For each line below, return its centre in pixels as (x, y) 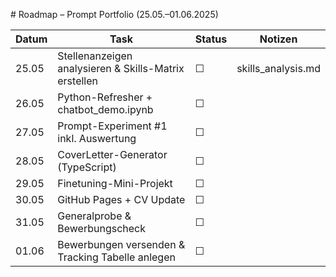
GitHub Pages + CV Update (121, 199)
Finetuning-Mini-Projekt (115, 183)
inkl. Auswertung (97, 138)
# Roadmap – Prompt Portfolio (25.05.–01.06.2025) (114, 14)
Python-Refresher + (105, 97)
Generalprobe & (94, 216)
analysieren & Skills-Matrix (121, 68)
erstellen (77, 81)
